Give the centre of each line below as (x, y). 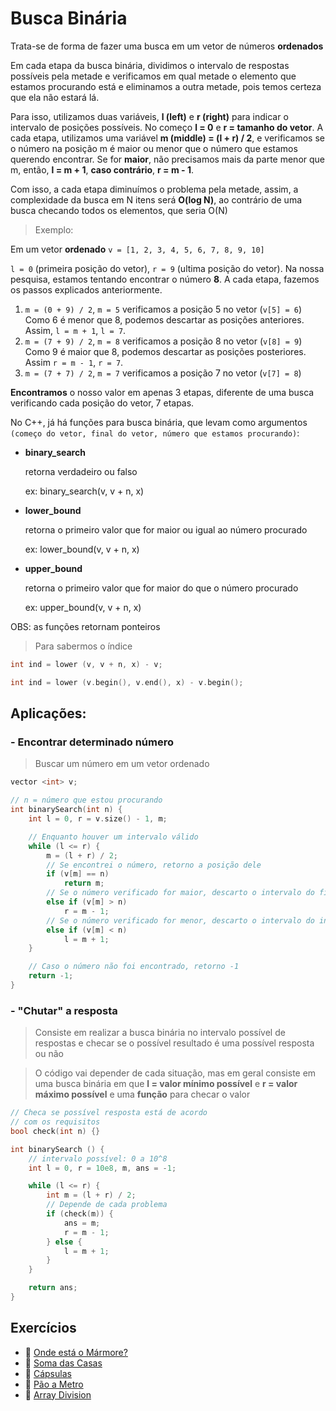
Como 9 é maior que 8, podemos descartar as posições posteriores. (165, 351)
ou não (49, 1054)
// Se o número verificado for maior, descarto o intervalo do (180, 893)
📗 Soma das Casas (63, 1363)
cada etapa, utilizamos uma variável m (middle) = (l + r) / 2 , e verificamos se (167, 138)
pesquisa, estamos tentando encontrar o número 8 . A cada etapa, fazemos (165, 279)
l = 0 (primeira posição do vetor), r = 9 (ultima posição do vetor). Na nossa (167, 268)
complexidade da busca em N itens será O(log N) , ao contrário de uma (156, 199)
